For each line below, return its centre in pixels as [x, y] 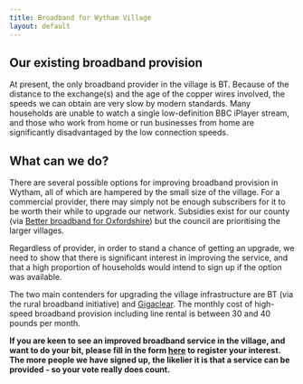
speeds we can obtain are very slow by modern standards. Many [130, 104]
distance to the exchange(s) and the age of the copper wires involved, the [147, 94]
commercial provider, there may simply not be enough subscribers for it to [148, 202]
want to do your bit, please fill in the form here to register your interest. [145, 351]
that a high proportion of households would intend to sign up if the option [146, 267]
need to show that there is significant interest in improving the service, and [149, 258]
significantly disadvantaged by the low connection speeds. [119, 133]
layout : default [40, 26]
